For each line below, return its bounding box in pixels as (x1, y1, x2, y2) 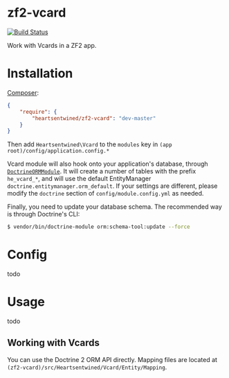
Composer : (7, 88, 39, 96)
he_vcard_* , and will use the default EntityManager (7, 175, 152, 183)
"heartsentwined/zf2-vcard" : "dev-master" (32, 114, 156, 122)
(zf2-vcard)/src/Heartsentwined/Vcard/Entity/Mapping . (7, 363, 167, 371)
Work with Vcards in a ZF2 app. (7, 41, 97, 49)
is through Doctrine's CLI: (7, 210, 80, 218)
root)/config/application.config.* (7, 148, 110, 155)
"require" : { (19, 108, 57, 115)
